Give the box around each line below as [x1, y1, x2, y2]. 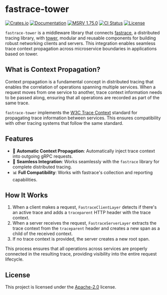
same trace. [5, 100, 30, 106]
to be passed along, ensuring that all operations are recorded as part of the [5, 94, 160, 100]
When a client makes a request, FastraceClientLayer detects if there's [12, 204, 157, 210]
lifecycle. [5, 256, 24, 263]
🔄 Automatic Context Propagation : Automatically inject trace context [12, 148, 156, 154]
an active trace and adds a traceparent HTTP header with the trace [12, 210, 151, 216]
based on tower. [5, 51, 38, 57]
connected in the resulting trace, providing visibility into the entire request [5, 251, 157, 257]
